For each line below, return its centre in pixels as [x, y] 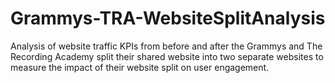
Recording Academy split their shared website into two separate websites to [167, 56]
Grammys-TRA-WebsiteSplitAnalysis [168, 18]
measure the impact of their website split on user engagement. [140, 67]
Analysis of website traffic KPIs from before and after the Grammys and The [166, 46]
